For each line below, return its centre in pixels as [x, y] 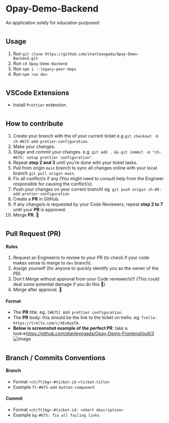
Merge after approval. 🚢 [37, 290]
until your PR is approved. [40, 209]
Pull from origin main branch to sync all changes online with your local [85, 168]
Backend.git [25, 58]
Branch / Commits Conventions [56, 358]
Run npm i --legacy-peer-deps [45, 69]
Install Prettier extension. [40, 105]
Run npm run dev [30, 74]
